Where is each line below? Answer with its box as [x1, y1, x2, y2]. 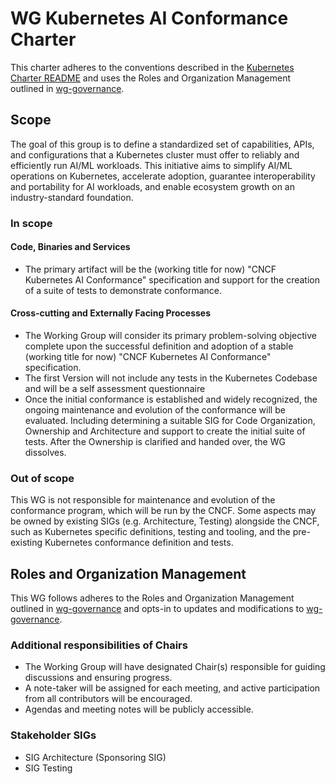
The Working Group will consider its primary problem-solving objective [24, 330, 317, 342]
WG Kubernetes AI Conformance [10, 7, 289, 30]
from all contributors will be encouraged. [24, 693, 193, 705]
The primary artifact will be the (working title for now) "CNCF [24, 263, 277, 275]
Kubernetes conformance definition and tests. [44, 537, 234, 549]
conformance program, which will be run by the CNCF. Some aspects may [10, 505, 317, 517]
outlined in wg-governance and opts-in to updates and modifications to [10, 603, 305, 615]
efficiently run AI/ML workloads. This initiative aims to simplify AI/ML [10, 159, 293, 171]
